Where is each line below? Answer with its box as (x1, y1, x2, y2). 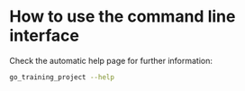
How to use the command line (9, 6, 236, 27)
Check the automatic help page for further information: (9, 55, 213, 66)
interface (9, 25, 79, 46)
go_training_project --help (9, 72, 115, 82)
